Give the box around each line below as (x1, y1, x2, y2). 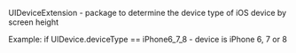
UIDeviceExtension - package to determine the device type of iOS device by (8, 8, 287, 18)
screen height (8, 17, 59, 27)
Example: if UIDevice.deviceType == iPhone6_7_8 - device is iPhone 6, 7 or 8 (8, 34, 287, 44)
